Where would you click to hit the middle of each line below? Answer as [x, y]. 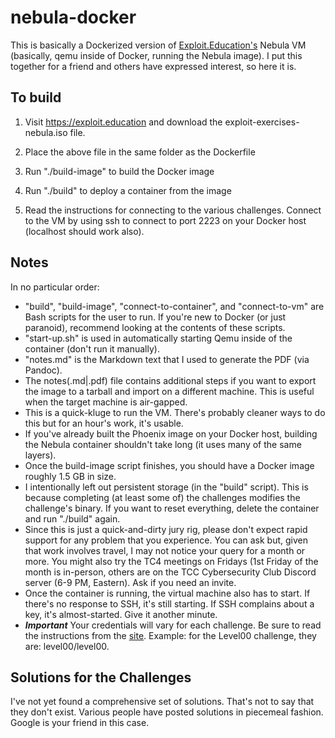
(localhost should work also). [84, 231]
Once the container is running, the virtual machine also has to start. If [167, 593]
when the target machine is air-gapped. [106, 402]
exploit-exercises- [262, 122]
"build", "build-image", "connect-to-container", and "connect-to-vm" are [174, 306]
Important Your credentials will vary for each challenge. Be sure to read [173, 625]
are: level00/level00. [67, 646]
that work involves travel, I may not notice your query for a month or [165, 550]
